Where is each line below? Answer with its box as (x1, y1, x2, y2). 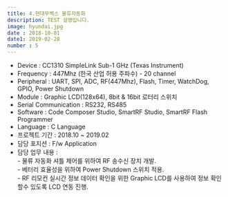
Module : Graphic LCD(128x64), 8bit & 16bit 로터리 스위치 (17, 93, 178, 101)
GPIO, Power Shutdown (17, 84, 84, 93)
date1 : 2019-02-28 (7, 36, 60, 43)
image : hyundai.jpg (7, 23, 64, 30)
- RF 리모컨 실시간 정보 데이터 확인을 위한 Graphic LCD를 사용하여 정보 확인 (17, 174, 222, 182)
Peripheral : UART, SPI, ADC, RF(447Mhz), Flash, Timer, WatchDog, (17, 77, 209, 85)
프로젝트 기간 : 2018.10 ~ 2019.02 (17, 131, 109, 139)
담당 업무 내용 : (17, 148, 58, 156)
